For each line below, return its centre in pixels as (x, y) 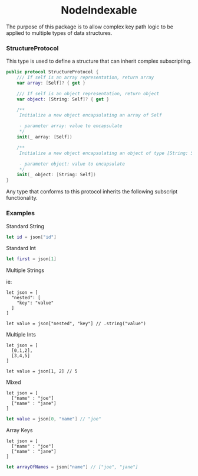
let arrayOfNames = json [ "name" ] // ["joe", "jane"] (72, 467)
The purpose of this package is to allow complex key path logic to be (90, 27)
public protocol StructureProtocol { (52, 72)
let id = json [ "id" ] (32, 237)
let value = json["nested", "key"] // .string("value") (76, 324)
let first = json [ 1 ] (32, 259)
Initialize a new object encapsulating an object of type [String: (104, 153)
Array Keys (19, 430)
